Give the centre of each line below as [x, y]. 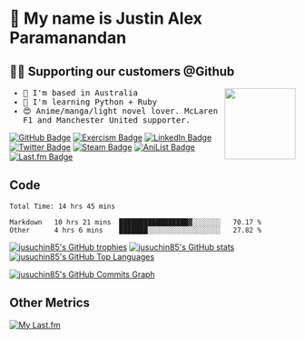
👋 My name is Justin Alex [106, 19]
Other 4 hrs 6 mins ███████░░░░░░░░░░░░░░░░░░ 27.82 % [135, 230]
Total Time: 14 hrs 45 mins [63, 206]
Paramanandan [68, 38]
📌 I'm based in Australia [80, 93]
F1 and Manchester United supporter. [106, 120]
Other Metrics [50, 303]
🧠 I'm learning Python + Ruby [89, 102]
